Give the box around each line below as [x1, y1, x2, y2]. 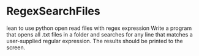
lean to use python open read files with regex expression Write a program [6, 24, 192, 32]
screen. [6, 44, 26, 51]
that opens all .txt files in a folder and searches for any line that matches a [6, 30, 193, 38]
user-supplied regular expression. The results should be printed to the [6, 37, 183, 44]
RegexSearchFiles [6, 4, 100, 18]
